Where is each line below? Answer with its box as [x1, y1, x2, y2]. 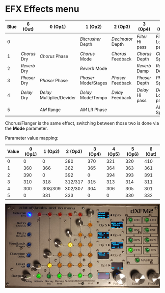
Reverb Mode [80, 65, 107, 71]
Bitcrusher [80, 36, 101, 42]
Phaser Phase [39, 77, 68, 83]
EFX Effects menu [5, 3, 80, 15]
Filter [137, 33, 147, 39]
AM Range [39, 107, 61, 113]
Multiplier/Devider [39, 95, 76, 101]
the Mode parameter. [5, 125, 48, 131]
